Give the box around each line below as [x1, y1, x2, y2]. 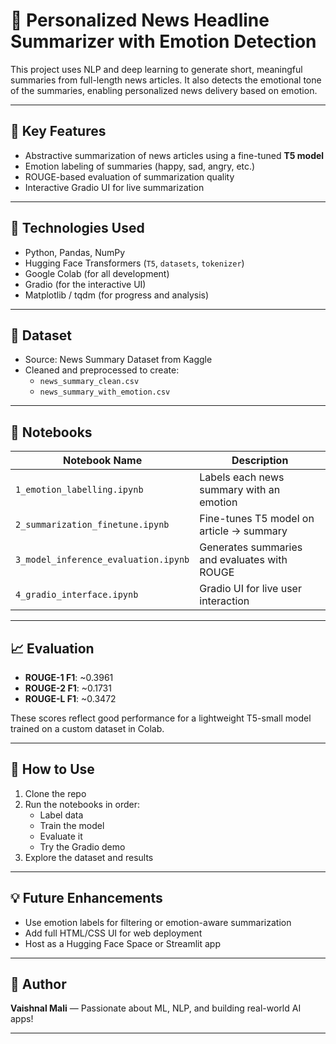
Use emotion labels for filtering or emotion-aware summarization [24, 916, 292, 928]
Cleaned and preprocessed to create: [24, 364, 180, 376]
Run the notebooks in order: [24, 798, 140, 810]
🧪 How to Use [10, 761, 95, 778]
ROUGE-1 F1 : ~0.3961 [24, 672, 114, 683]
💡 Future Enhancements [10, 890, 163, 907]
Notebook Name [63, 454, 143, 468]
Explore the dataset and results [24, 851, 154, 863]
